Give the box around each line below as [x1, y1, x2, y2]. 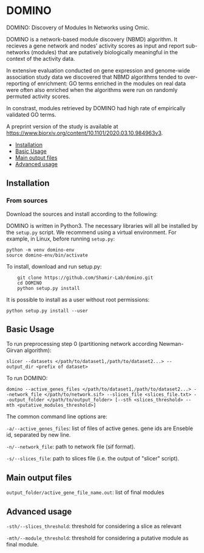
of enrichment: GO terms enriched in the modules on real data [30, 80, 186, 87]
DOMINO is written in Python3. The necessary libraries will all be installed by [6, 222, 198, 229]
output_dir [6, 364, 34, 370]
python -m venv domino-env [6, 247, 75, 253]
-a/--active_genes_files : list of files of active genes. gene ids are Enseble [6, 424, 193, 432]
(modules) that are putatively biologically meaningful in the [31, 48, 178, 55]
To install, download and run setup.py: [6, 262, 102, 270]
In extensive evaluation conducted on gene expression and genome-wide [6, 66, 190, 74]
